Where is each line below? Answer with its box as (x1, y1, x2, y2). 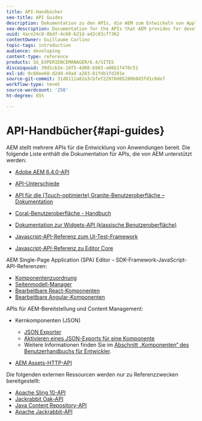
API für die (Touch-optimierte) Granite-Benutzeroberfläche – (14, 191, 165, 198)
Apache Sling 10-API (14, 389, 66, 396)
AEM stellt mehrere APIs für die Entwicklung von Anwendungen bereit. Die (6, 144, 191, 151)
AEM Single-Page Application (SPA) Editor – (6, 256, 115, 263)
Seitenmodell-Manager (14, 280, 72, 287)
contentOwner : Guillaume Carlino (6, 37, 90, 43)
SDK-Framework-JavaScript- (115, 256, 188, 263)
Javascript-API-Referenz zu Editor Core (14, 244, 114, 251)
